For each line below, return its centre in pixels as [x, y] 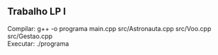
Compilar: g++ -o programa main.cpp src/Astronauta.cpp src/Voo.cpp [109, 28]
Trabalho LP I [36, 12]
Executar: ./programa [38, 43]
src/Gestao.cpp [30, 36]
